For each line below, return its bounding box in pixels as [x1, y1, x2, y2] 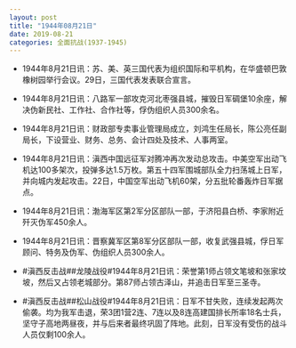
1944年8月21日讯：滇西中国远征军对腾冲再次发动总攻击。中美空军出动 [21, 153, 280, 165]
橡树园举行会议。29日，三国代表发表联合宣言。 [21, 75, 196, 85]
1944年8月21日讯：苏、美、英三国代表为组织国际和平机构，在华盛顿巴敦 [21, 63, 287, 74]
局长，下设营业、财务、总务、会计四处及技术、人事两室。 [21, 134, 233, 145]
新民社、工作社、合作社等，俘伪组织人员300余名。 [37, 104, 225, 116]
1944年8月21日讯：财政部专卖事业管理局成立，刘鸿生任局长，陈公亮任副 [21, 124, 287, 134]
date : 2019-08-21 [9, 29, 74, 38]
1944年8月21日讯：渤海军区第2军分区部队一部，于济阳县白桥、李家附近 [21, 206, 284, 216]
